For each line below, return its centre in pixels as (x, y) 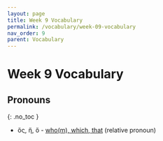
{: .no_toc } (23, 117)
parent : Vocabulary (36, 40)
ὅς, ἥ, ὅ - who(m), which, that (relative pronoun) (86, 131)
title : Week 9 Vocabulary (45, 20)
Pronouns (29, 99)
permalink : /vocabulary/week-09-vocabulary (72, 27)
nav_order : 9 (26, 33)
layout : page (26, 14)
